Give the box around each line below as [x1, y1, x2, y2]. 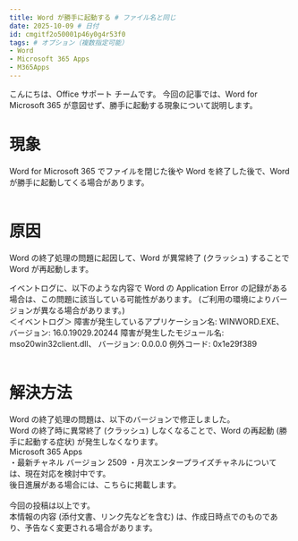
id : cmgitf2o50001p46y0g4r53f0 [9, 30, 126, 38]
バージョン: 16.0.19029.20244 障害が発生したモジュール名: [9, 327, 225, 338]
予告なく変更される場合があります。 [24, 522, 158, 533]
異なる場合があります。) [39, 305, 125, 316]
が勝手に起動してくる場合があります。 [9, 176, 149, 188]
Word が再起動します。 [9, 263, 94, 274]
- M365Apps [9, 63, 50, 72]
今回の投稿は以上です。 [9, 500, 96, 511]
